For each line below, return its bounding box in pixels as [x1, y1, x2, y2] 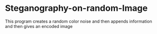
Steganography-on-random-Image [5, 3, 148, 14]
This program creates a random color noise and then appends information [5, 18, 152, 24]
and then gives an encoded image [5, 23, 73, 29]
